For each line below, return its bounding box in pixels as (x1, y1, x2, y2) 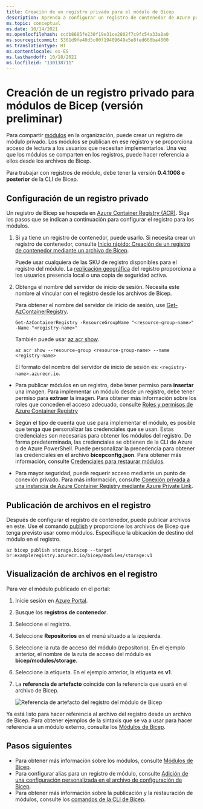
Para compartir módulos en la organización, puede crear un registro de (6, 132, 183, 139)
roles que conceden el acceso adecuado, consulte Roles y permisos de (14, 401, 193, 408)
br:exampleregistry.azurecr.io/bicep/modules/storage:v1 (6, 553, 153, 559)
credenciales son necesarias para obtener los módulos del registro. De (14, 432, 192, 439)
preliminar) (6, 112, 63, 125)
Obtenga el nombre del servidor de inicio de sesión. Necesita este (14, 283, 180, 291)
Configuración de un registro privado (6, 193, 149, 203)
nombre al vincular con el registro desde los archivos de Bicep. (14, 289, 172, 297)
